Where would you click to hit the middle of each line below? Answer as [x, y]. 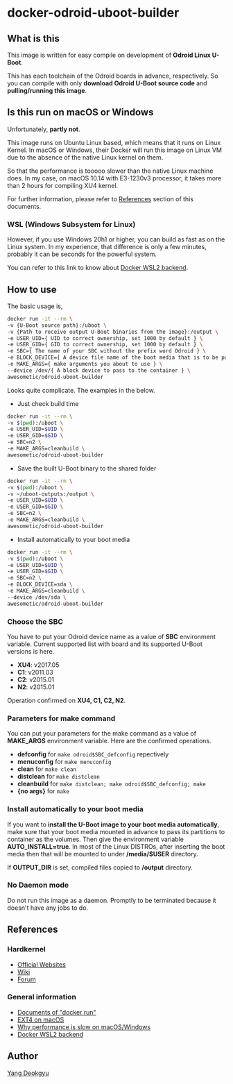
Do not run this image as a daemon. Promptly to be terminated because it [112, 900]
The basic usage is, [35, 306]
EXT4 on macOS [41, 1019]
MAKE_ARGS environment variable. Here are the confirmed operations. [109, 741]
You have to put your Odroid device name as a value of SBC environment [112, 636]
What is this [34, 39]
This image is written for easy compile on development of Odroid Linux [109, 55]
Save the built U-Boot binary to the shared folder [87, 468]
